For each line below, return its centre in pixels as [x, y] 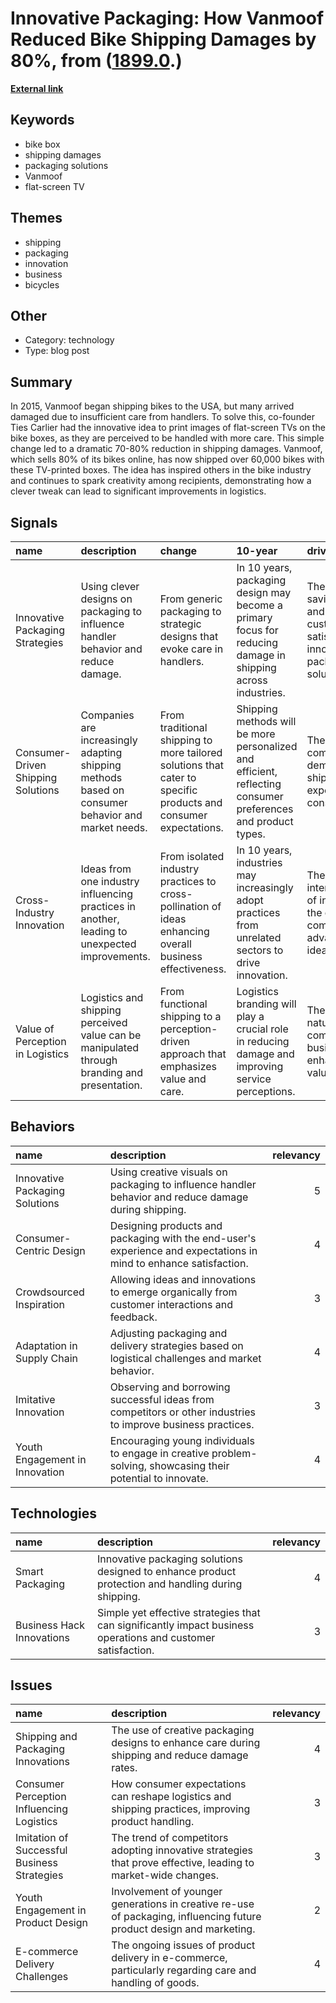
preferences [265, 809]
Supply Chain [47, 1358]
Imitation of [42, 1838]
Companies [107, 715]
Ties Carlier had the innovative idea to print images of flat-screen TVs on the [168, 428]
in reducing [263, 1041]
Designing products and [166, 1225]
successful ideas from [162, 1399]
